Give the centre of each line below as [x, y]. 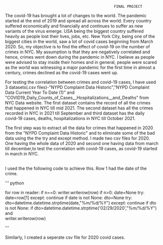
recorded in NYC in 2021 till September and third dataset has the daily [75, 113]
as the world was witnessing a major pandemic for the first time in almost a [80, 67]
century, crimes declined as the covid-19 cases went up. [62, 72]
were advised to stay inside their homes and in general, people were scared [81, 62]
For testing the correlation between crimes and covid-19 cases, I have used [81, 82]
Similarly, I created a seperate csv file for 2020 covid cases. [65, 237]
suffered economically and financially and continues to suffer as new [74, 26]
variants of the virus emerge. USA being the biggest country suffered [74, 31]
